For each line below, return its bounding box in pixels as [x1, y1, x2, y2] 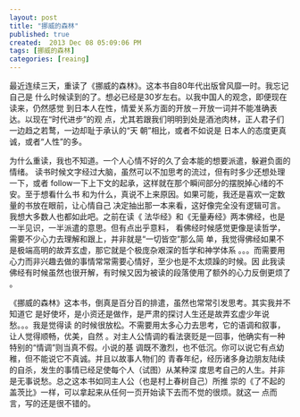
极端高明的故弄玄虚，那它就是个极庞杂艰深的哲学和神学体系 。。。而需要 [16, 245, 278, 255]
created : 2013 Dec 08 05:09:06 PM [9, 38, 142, 47]
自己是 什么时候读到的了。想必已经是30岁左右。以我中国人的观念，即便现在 [9, 91, 287, 102]
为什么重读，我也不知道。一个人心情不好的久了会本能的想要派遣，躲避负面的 [9, 156, 291, 166]
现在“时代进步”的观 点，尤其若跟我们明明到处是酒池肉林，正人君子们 [32, 114, 285, 124]
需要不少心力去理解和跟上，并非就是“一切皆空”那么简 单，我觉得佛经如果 [9, 234, 277, 244]
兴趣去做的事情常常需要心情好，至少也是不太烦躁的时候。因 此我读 [39, 256, 286, 267]
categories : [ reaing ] [9, 55, 90, 64]
